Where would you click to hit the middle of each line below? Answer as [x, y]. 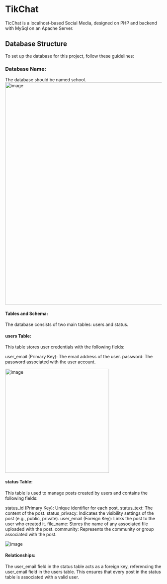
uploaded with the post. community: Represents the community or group [80, 529]
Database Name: [26, 69]
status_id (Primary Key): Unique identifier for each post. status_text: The [79, 508]
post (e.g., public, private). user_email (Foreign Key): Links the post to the [80, 518]
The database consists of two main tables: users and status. [67, 324]
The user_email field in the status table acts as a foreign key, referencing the [83, 566]
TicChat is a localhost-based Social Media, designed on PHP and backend [81, 23]
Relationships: [20, 555]
